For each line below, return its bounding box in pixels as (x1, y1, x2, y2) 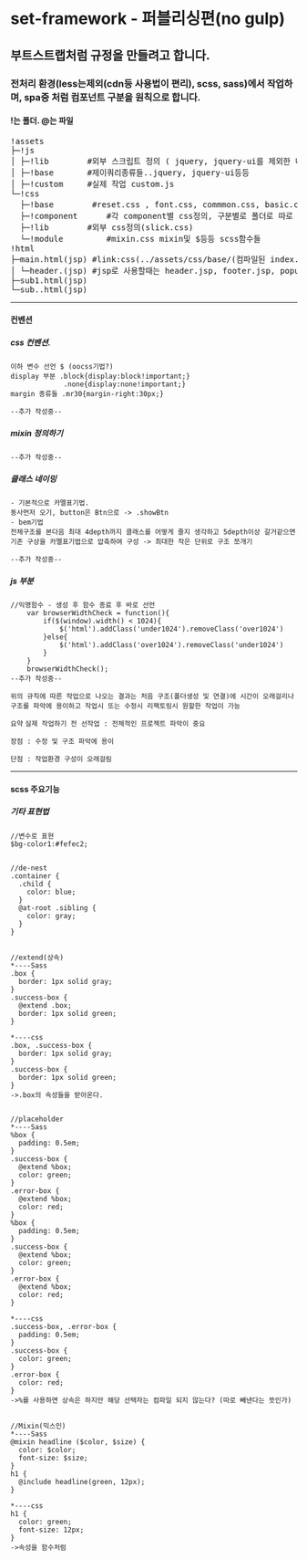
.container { (10, 871, 60, 881)
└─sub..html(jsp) (10, 284, 87, 295)
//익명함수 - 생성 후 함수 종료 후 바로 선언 (10, 601, 156, 610)
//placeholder (10, 1115, 65, 1124)
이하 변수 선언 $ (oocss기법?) (10, 362, 114, 372)
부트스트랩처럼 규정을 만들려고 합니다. (10, 47, 210, 63)
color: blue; (26, 887, 77, 896)
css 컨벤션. (10, 337, 51, 348)
